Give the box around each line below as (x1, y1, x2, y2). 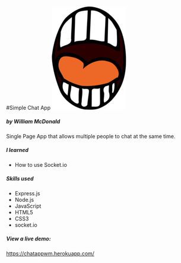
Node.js (14, 196, 34, 203)
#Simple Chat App (6, 104, 51, 111)
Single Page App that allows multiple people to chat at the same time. (6, 132, 176, 140)
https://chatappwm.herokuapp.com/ (6, 250, 95, 257)
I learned (6, 146, 28, 153)
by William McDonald (6, 118, 61, 125)
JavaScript (14, 202, 42, 210)
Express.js (14, 189, 40, 197)
